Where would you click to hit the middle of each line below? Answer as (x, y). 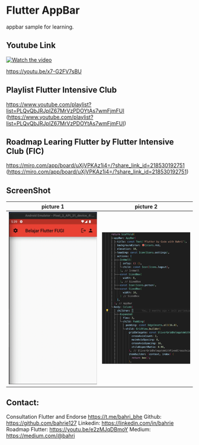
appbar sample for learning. (40, 27)
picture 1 (53, 206)
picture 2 (146, 206)
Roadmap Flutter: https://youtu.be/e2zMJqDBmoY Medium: (78, 430)
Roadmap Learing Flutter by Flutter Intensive (90, 142)
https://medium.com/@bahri (41, 436)
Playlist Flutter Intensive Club (62, 90)
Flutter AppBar (43, 10)
